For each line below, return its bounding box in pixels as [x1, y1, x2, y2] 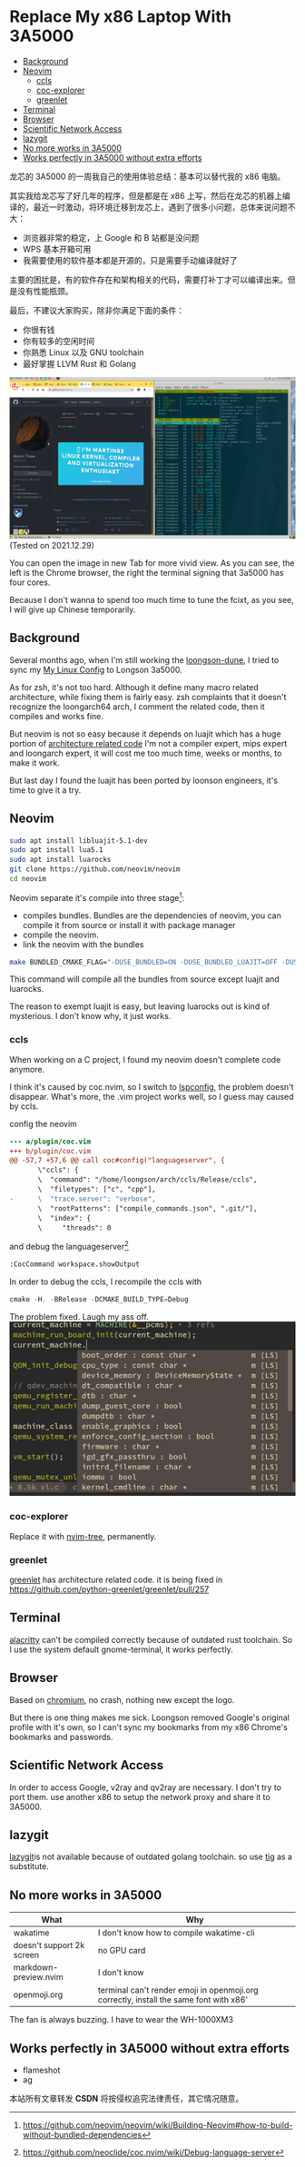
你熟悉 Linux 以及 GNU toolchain [22, 347, 144, 358]
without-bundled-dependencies [22, 2129, 143, 2140]
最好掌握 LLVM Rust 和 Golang [22, 358, 136, 369]
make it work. [9, 757, 61, 768]
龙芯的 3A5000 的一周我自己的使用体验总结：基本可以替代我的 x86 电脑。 [9, 171, 286, 182]
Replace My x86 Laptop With [9, 6, 231, 27]
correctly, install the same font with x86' [97, 1994, 248, 2004]
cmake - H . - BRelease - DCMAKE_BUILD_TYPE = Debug [9, 1295, 189, 1304]
